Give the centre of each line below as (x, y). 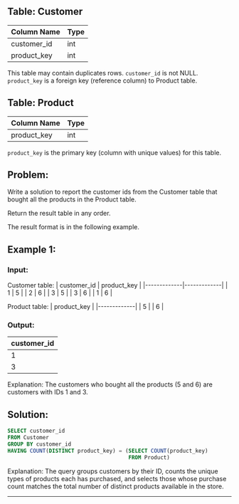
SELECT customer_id (36, 431)
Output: (21, 325)
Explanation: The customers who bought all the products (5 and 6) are (110, 384)
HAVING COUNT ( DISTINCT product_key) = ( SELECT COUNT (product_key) (108, 451)
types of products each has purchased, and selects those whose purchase (117, 478)
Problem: (28, 175)
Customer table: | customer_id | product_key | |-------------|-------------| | (118, 285)
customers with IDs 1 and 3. (48, 392)
